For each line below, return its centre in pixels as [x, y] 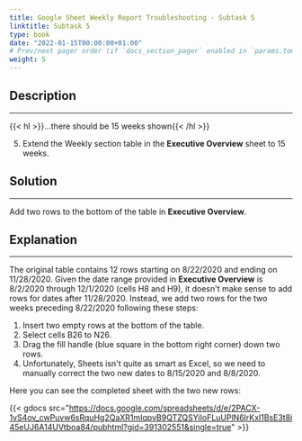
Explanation [44, 240]
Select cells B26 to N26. [67, 335]
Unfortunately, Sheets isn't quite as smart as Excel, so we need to [144, 364]
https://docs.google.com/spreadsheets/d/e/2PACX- [164, 408]
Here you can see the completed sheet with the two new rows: [125, 391]
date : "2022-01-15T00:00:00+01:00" [76, 43]
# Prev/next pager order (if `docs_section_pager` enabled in [128, 51]
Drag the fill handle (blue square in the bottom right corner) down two [151, 345]
